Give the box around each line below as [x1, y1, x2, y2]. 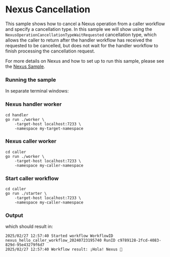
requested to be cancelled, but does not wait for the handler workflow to [5, 42, 159, 48]
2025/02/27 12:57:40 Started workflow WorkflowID [5, 233, 114, 238]
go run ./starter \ [5, 191, 47, 196]
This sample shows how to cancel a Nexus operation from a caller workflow [5, 21, 165, 27]
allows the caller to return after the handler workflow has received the [5, 37, 153, 43]
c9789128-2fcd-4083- [117, 238, 161, 243]
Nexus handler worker [5, 101, 62, 108]
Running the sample [5, 76, 56, 83]
